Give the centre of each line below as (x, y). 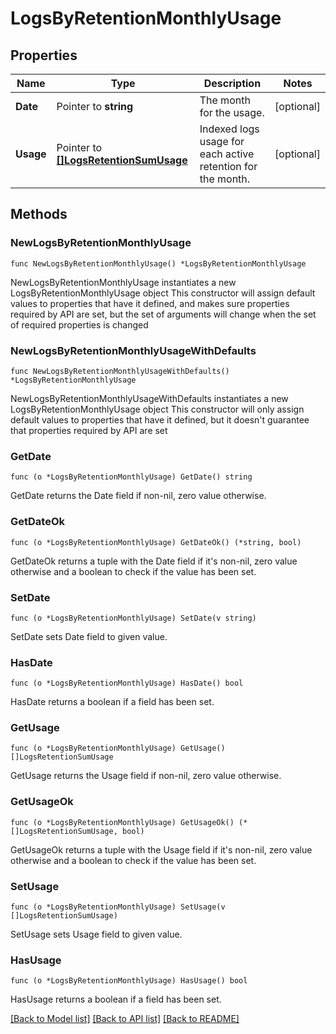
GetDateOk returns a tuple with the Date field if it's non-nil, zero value (154, 561)
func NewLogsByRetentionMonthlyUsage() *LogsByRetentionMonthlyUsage (158, 263)
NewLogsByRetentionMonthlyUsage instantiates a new (123, 282)
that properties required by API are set (89, 430)
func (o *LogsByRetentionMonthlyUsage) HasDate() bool (127, 683)
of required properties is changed (79, 324)
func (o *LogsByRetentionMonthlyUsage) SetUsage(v (118, 907)
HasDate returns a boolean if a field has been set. (112, 702)
